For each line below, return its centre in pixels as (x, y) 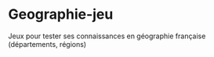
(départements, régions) (47, 44)
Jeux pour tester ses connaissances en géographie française (107, 36)
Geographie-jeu (61, 14)
